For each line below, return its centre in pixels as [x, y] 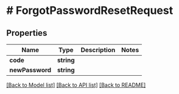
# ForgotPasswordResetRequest [90, 11]
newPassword [30, 70]
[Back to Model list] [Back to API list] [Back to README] [76, 85]
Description [98, 50]
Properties [27, 33]
